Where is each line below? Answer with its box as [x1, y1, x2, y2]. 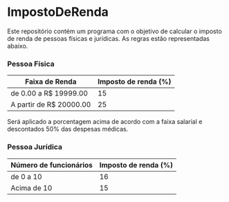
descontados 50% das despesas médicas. [7, 125, 129, 134]
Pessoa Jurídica [7, 143, 63, 152]
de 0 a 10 [10, 172, 43, 181]
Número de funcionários [10, 160, 93, 169]
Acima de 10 [10, 183, 53, 192]
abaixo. [7, 42, 28, 50]
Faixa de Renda [25, 77, 77, 86]
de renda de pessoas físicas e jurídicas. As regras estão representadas [7, 34, 210, 42]
